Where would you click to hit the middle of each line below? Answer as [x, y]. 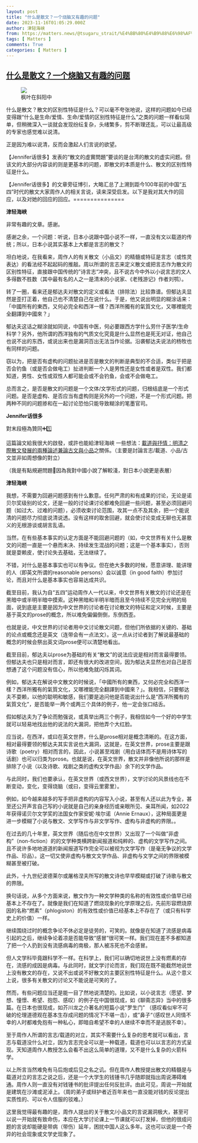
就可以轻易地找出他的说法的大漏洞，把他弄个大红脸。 [71, 724]
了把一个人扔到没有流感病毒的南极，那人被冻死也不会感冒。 [78, 945]
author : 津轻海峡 [26, 28]
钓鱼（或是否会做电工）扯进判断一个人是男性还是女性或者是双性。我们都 [104, 368]
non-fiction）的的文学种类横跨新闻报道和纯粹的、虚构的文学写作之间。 [104, 841]
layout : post [22, 12]
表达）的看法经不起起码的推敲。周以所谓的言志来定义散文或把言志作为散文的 [99, 264]
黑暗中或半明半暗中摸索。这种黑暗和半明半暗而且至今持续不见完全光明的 [94, 600]
